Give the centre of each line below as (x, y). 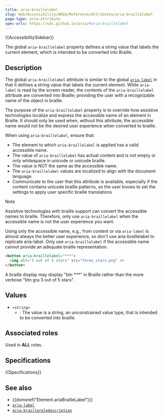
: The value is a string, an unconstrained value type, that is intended (88, 312)
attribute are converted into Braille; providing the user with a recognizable (80, 95)
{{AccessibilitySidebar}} (30, 37)
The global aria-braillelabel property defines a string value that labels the (82, 47)
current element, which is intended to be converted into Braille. (69, 52)
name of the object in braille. (34, 101)
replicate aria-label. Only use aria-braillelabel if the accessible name (77, 242)
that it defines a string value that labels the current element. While (72, 85)
